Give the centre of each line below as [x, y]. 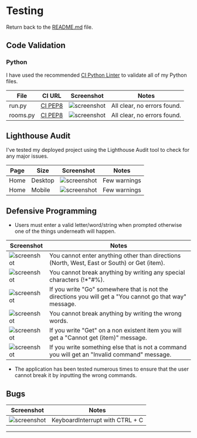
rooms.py [22, 115]
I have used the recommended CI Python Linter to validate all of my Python [96, 75]
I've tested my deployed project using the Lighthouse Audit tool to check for [98, 150]
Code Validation [36, 45]
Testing [25, 11]
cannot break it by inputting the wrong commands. [76, 375]
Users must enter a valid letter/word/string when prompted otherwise [98, 225]
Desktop [43, 181]
